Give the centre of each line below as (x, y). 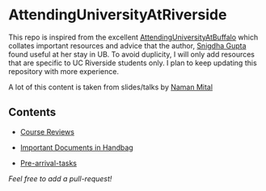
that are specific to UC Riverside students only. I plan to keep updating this (133, 63)
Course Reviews (47, 131)
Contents (32, 112)
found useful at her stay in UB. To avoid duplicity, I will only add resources (131, 54)
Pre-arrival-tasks (48, 163)
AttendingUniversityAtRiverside (118, 15)
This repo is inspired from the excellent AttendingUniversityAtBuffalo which (133, 37)
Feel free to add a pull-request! (60, 178)
